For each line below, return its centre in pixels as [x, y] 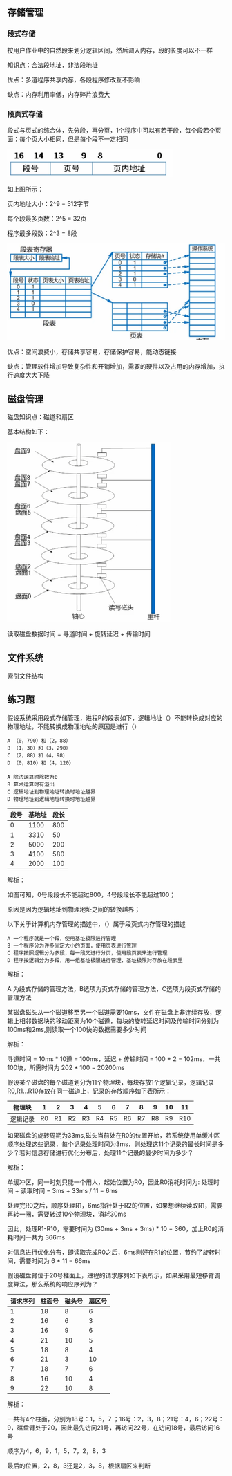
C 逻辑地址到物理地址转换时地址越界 [51, 792]
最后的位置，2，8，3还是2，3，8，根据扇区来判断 [79, 1466]
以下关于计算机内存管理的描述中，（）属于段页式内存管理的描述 [96, 924]
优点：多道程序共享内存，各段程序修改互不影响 [74, 80]
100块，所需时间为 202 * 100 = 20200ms [66, 1067]
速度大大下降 [31, 375]
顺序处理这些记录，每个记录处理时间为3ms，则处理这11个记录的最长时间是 [113, 1144]
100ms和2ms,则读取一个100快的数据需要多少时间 [77, 1029]
